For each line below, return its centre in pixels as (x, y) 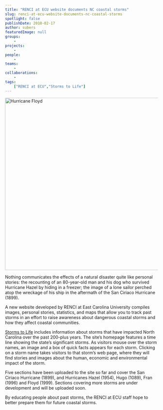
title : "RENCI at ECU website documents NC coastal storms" (67, 9)
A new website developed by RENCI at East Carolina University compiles (77, 307)
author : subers (20, 28)
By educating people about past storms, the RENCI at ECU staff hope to (77, 397)
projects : (15, 46)
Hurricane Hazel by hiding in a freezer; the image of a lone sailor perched (78, 287)
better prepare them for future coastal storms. (51, 402)
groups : (13, 37)
